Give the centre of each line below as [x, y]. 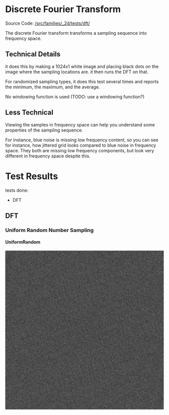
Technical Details [33, 54]
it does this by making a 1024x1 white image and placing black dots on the [82, 66]
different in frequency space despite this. [48, 156]
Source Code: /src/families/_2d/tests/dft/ [48, 23]
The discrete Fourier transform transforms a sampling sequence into [76, 33]
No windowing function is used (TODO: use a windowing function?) [75, 96]
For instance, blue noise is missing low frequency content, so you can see [82, 140]
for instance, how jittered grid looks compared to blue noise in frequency [81, 145]
